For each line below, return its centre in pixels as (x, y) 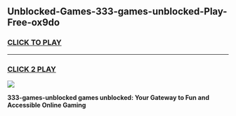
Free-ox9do (34, 23)
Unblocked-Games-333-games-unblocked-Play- (117, 12)
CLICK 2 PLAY (32, 69)
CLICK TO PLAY (34, 43)
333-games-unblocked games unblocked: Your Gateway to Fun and (108, 97)
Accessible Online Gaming (47, 105)
